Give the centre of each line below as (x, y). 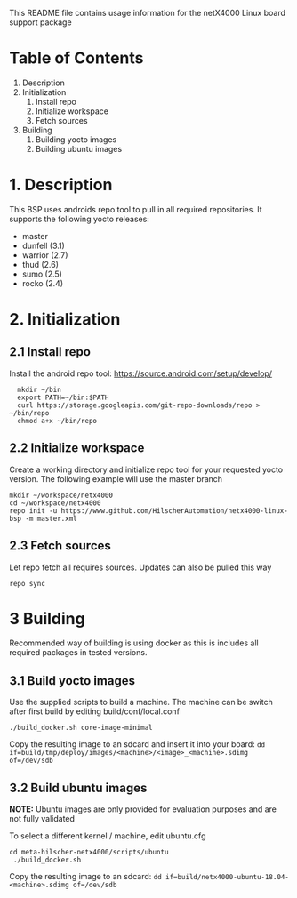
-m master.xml (51, 518)
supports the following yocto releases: (79, 219)
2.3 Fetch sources (60, 546)
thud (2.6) (40, 264)
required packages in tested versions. (78, 653)
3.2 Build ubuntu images (78, 787)
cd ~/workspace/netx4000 (55, 503)
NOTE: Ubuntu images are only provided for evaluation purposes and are (143, 809)
